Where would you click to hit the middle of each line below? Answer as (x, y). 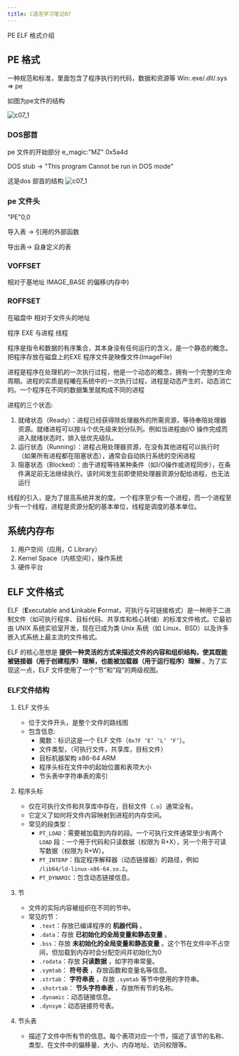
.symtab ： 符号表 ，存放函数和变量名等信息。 (105, 970)
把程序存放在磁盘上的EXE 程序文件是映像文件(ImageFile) (90, 356)
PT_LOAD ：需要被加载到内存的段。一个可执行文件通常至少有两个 (131, 833)
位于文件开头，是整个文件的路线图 (78, 722)
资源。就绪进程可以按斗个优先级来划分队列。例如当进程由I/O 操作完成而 (123, 429)
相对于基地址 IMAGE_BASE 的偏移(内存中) (68, 282)
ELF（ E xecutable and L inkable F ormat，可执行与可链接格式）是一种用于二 (116, 611)
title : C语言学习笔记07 (39, 14)
